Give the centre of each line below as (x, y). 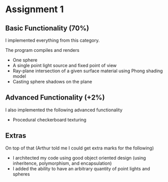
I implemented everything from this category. (53, 40)
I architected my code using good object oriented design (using (79, 158)
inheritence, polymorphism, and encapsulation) (62, 163)
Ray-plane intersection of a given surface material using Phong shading (88, 71)
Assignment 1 (35, 9)
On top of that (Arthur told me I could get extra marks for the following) (80, 148)
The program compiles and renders (43, 50)
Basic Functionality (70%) (47, 28)
